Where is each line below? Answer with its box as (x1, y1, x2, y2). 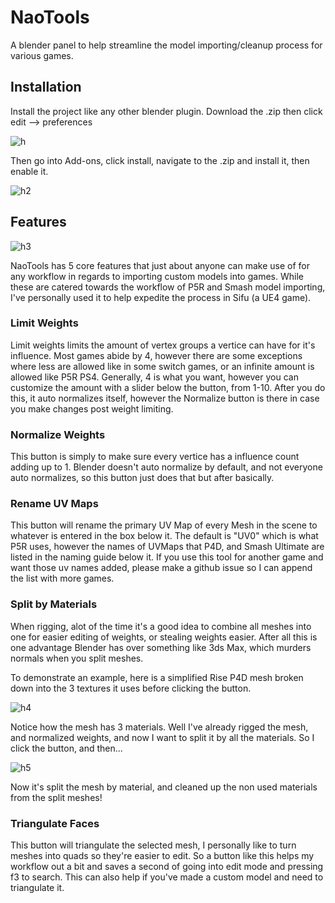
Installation (10, 79, 82, 96)
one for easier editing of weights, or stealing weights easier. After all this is (10, 631, 318, 643)
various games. (10, 49, 74, 61)
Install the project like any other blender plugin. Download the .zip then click (10, 105, 323, 117)
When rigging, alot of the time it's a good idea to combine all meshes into (10, 620, 312, 632)
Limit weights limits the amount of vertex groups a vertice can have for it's (10, 339, 316, 351)
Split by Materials (10, 597, 98, 611)
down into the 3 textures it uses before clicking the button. (10, 682, 252, 694)
